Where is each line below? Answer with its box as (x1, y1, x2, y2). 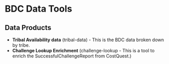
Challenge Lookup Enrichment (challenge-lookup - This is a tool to (12, 48, 155, 53)
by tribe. (12, 42, 30, 48)
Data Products (5, 23, 52, 32)
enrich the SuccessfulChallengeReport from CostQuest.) (12, 53, 132, 59)
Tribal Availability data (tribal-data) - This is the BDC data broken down (12, 37, 164, 43)
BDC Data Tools (5, 3, 72, 15)
